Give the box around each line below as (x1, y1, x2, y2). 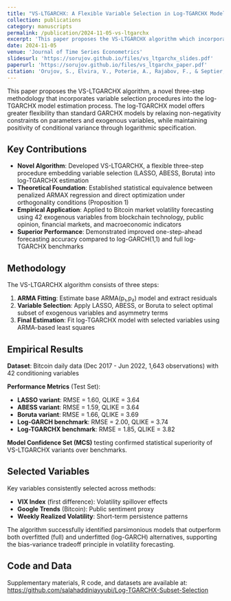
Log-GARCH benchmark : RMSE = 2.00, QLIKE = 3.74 (16, 417, 168, 426)
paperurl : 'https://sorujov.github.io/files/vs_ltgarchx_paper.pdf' (7, 61, 208, 68)
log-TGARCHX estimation (16, 177, 89, 185)
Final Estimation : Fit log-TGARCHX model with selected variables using (16, 316, 220, 324)
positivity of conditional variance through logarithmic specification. (7, 124, 197, 132)
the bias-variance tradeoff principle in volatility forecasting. (7, 540, 175, 549)
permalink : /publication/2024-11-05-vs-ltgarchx (7, 29, 149, 37)
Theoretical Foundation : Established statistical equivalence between (16, 184, 213, 192)
